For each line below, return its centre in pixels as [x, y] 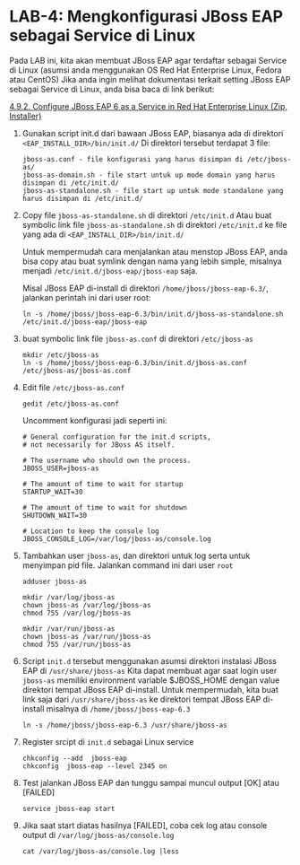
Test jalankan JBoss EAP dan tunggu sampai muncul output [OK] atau [151, 782]
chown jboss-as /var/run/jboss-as [86, 636]
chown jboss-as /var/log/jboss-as [86, 605]
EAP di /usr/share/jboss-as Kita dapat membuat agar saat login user [150, 670]
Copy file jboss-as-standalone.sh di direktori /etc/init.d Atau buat [147, 215]
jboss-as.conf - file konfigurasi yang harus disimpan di [133, 159]
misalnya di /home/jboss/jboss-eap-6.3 [118, 708]
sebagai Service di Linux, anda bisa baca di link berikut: [112, 89]
